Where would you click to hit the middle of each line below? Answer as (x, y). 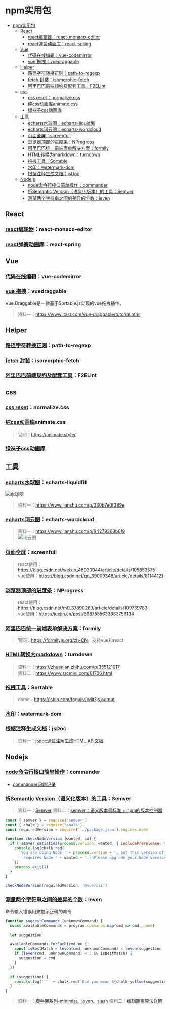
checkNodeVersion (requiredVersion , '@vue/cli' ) (56, 885)
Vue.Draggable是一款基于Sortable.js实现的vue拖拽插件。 (65, 303)
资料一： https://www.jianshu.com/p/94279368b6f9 (71, 531)
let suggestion (26, 935)
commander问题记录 (34, 784)
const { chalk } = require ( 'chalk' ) (44, 825)
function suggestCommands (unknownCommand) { (54, 921)
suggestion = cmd (37, 958)
